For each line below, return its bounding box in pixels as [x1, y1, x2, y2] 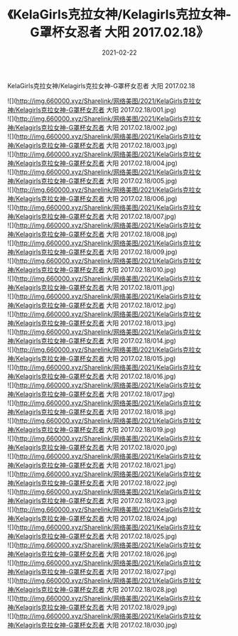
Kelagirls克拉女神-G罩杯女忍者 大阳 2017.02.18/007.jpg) [16, 212, 177, 220]
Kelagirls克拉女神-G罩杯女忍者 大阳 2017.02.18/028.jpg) [16, 585, 178, 593]
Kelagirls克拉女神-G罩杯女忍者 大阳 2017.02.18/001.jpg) [16, 105, 176, 114]
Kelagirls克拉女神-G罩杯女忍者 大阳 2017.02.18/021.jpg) [16, 460, 176, 469]
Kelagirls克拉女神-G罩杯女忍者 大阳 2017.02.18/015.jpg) [16, 354, 176, 362]
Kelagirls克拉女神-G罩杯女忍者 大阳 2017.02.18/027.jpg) [16, 567, 177, 576]
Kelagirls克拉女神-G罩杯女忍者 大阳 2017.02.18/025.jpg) [16, 532, 178, 540]
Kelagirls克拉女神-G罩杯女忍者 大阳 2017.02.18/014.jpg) [16, 336, 176, 345]
